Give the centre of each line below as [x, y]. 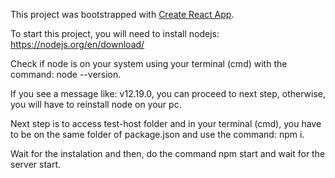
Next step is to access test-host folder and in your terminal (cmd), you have [166, 123]
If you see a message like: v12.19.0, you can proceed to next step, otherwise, [168, 93]
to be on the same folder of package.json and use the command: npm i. [157, 134]
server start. [36, 164]
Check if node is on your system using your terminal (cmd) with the [149, 63]
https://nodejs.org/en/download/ [77, 44]
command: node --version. [66, 74]
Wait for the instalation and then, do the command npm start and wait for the [168, 153]
